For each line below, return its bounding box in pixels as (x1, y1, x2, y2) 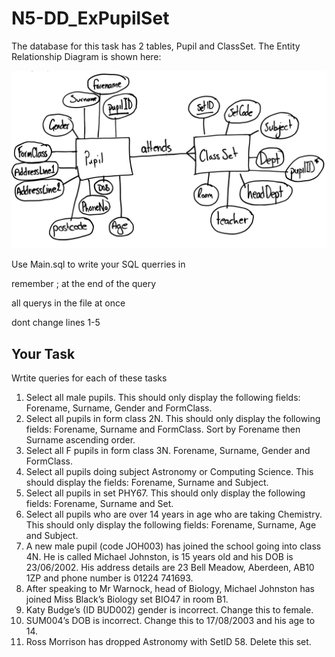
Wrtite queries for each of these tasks (11, 372, 168, 384)
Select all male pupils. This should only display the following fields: (25, 392, 301, 404)
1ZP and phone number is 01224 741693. (25, 572, 194, 584)
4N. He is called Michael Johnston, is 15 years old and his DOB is (25, 551, 294, 563)
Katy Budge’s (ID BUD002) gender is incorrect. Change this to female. (25, 604, 314, 616)
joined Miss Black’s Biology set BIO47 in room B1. (25, 593, 229, 606)
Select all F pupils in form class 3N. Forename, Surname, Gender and (25, 445, 311, 457)
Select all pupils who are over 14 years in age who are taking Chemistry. (25, 508, 323, 521)
